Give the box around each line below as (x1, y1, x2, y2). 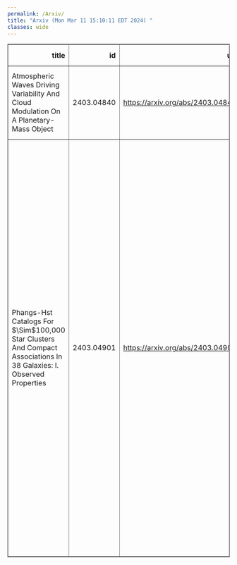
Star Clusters (11, 334, 55, 344)
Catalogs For (11, 316, 54, 326)
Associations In (11, 352, 63, 361)
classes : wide (7, 23, 49, 30)
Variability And (11, 89, 60, 99)
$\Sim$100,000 (11, 325, 66, 335)
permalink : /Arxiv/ (7, 10, 65, 18)
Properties (11, 378, 47, 388)
